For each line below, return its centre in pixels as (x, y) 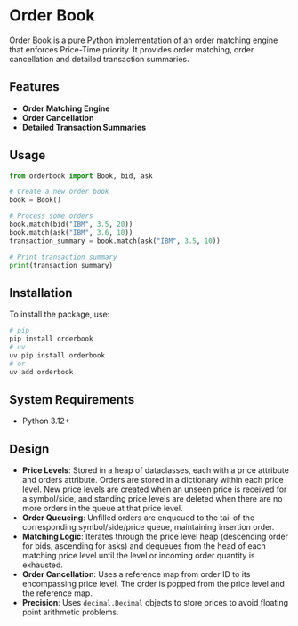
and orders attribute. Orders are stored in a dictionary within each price (153, 480)
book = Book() (36, 200)
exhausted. (43, 565)
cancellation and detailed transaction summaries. (99, 59)
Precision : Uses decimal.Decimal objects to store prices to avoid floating (155, 603)
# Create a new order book (59, 192)
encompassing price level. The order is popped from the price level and (153, 584)
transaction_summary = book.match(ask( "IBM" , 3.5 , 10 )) (115, 241)
